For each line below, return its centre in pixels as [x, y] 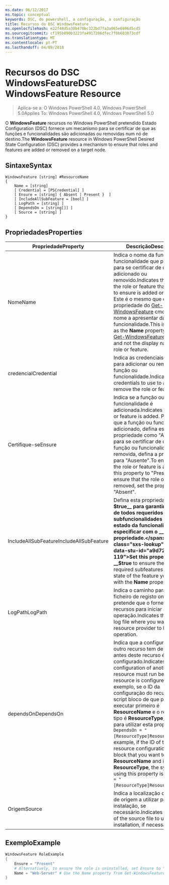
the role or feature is [137, 467]
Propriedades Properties [44, 232]
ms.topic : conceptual [28, 15]
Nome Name [22, 302]
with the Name [131, 582]
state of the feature [136, 576]
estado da [126, 525]
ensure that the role [137, 480]
